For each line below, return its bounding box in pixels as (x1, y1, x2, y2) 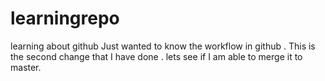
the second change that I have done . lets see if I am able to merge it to (10, 50, 303, 62)
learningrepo (10, 7, 120, 30)
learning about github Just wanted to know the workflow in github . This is (10, 40, 316, 52)
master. (10, 61, 42, 73)
